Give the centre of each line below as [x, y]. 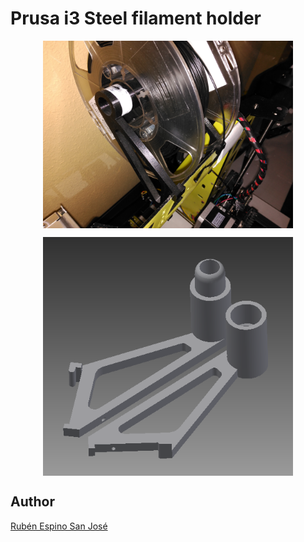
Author [32, 502]
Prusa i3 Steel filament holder [136, 18]
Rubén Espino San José [59, 526]
